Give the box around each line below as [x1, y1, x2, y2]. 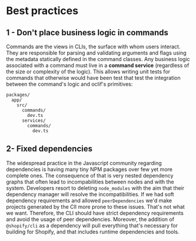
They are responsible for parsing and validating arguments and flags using [6, 49, 187, 56]
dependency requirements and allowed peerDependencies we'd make [6, 197, 172, 204]
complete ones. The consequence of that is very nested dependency [6, 172, 174, 179]
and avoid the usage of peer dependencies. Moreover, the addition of [6, 216, 175, 223]
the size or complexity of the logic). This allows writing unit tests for [6, 68, 171, 75]
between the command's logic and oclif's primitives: [6, 81, 133, 88]
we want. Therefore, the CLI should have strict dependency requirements [6, 209, 184, 216]
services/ [21, 118, 46, 123]
